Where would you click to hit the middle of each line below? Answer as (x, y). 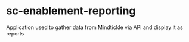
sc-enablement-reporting (71, 11)
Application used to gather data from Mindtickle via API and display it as (94, 27)
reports (15, 33)
